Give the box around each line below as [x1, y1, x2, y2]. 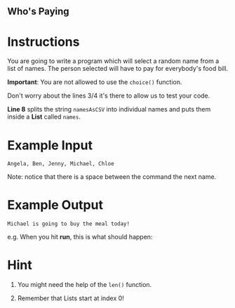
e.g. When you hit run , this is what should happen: [7, 233, 153, 241]
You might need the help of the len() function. [17, 281, 152, 289]
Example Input [7, 137, 93, 153]
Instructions [7, 34, 80, 50]
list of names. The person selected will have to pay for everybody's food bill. [7, 65, 229, 73]
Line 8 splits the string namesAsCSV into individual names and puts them [7, 105, 211, 114]
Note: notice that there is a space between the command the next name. [7, 173, 217, 181]
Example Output [7, 197, 104, 213]
